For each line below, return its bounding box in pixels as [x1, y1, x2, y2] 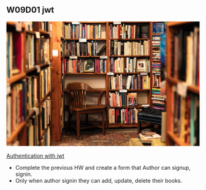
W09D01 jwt [6, 5, 55, 15]
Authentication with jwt [6, 152, 64, 159]
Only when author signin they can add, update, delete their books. [15, 177, 183, 184]
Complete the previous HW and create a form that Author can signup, [15, 164, 191, 171]
